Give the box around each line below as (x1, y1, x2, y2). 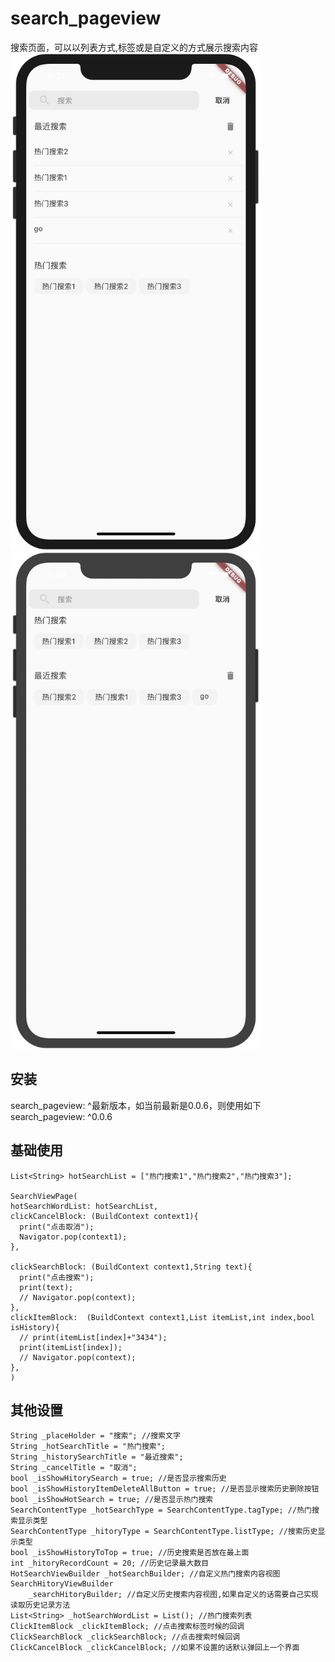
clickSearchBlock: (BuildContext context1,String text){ (10, 1262, 253, 1272)
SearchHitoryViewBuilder (10, 1579, 114, 1589)
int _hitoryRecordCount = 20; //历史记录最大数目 (10, 1558, 210, 1569)
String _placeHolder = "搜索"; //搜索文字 (10, 1431, 181, 1441)
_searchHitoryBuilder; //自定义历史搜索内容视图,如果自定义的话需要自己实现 (28, 1590, 319, 1600)
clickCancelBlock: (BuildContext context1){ (10, 1211, 199, 1221)
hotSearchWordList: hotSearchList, (10, 1201, 159, 1211)
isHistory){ (10, 1322, 60, 1332)
